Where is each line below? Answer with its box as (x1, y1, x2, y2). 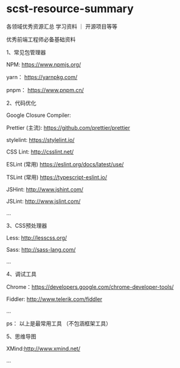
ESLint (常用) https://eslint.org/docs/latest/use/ (6, 160, 124, 168)
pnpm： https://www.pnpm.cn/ (6, 86, 84, 93)
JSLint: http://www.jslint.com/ (6, 197, 81, 205)
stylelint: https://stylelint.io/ (6, 136, 75, 143)
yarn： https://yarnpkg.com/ (6, 73, 78, 80)
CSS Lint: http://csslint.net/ (6, 148, 74, 155)
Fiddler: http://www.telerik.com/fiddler (6, 295, 103, 303)
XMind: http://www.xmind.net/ (6, 345, 81, 352)
